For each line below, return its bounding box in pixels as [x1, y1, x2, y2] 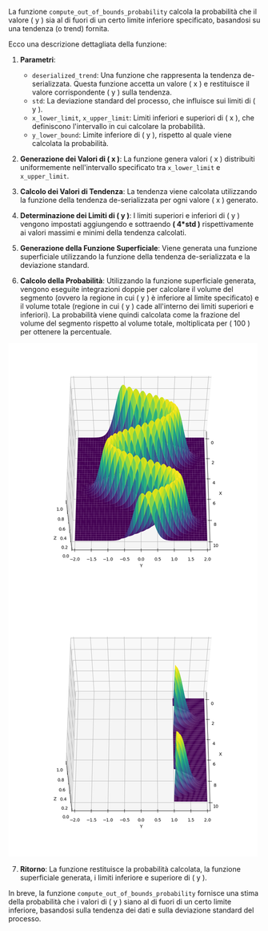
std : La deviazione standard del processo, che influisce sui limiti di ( [31, 96, 256, 105]
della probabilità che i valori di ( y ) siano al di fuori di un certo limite [8, 897, 232, 906]
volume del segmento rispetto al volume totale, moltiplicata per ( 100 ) [19, 318, 250, 328]
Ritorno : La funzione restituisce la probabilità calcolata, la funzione [19, 864, 242, 873]
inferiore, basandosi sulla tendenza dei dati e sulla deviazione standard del [8, 905, 254, 915]
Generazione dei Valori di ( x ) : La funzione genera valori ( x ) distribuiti [19, 154, 255, 164]
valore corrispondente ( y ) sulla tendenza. [31, 87, 172, 97]
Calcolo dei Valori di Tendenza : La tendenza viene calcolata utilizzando [19, 187, 258, 196]
